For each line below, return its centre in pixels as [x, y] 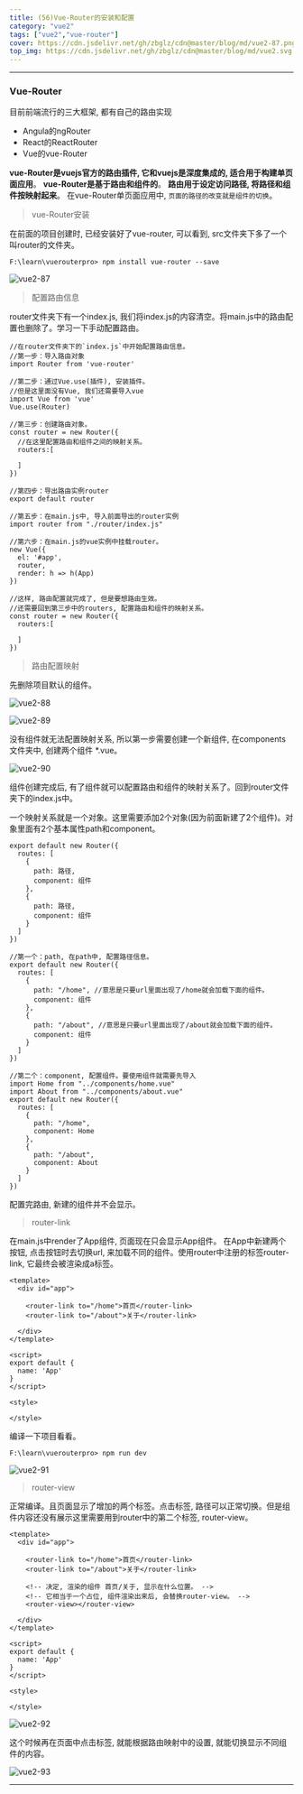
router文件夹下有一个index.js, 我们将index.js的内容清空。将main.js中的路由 [147, 317]
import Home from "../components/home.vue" [92, 1084]
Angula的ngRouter [57, 131]
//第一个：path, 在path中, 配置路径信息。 [81, 957]
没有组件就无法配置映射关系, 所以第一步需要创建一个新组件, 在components [148, 739]
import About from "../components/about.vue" [96, 1092]
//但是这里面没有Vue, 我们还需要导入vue [77, 392]
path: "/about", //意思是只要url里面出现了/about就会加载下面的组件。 [155, 1025]
